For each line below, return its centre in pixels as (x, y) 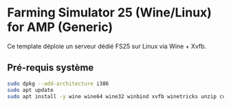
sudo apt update (30, 90)
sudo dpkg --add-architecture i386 (58, 84)
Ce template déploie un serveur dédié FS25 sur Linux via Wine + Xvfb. (107, 46)
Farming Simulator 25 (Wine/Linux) (109, 13)
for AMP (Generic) (60, 27)
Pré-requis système (51, 68)
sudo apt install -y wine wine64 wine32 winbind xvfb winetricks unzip (112, 96)
